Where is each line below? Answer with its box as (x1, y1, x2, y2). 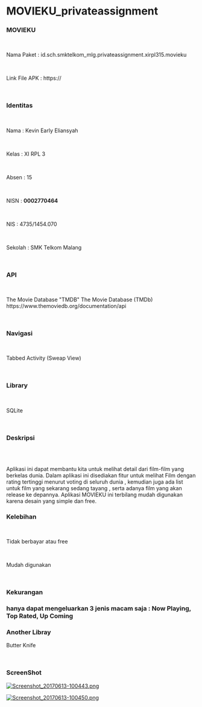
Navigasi (6, 329, 33, 338)
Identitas (6, 101, 33, 110)
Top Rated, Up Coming (6, 612, 74, 620)
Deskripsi (6, 433, 35, 442)
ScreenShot (6, 668, 42, 677)
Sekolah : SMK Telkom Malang (6, 243, 82, 251)
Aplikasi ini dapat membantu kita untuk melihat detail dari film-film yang (6, 465, 185, 472)
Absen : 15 (6, 173, 32, 181)
